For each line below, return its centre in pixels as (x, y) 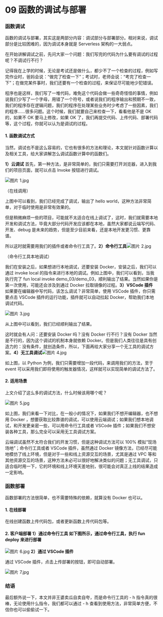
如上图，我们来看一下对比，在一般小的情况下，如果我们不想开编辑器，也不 (79, 413)
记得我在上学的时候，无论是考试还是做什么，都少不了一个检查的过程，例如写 (81, 71)
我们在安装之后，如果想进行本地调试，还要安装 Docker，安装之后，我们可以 (81, 267)
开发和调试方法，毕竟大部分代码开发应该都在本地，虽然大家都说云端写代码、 (81, 223)
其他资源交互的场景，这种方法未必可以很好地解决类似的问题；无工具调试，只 (81, 460)
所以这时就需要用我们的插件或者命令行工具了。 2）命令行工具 (66, 246)
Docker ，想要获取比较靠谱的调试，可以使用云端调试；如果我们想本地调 (82, 419)
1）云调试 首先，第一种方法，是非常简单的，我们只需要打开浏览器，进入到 (79, 164)
